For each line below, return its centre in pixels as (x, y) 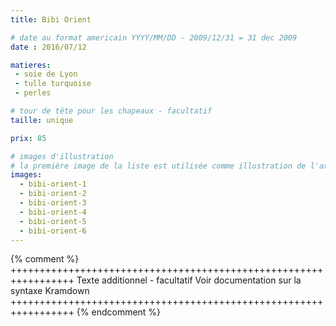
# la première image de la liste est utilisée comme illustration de (158, 166)
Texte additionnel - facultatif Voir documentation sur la (189, 280)
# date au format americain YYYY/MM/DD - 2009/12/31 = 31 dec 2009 (154, 37)
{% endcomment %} (119, 312)
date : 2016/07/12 (48, 47)
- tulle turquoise (53, 84)
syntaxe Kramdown (50, 291)
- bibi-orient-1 (53, 184)
